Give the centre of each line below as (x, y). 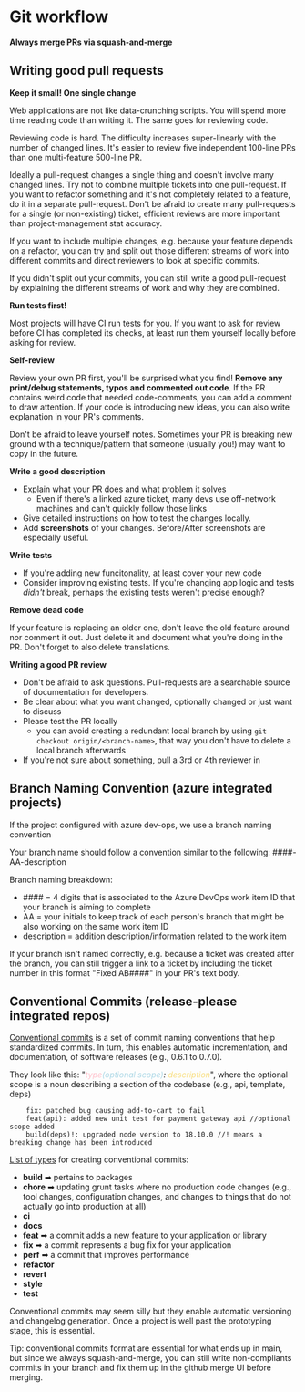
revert (35, 1274)
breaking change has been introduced (81, 1143)
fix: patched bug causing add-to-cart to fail (116, 1111)
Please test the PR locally (70, 721)
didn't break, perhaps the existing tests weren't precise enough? (144, 592)
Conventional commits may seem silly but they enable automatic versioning (151, 1312)
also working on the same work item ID (96, 926)
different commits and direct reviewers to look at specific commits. (135, 260)
